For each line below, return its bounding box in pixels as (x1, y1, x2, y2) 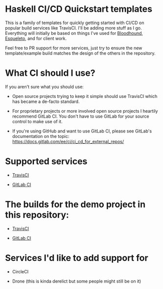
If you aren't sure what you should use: (5, 84, 84, 90)
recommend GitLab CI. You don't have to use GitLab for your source (12, 113, 149, 119)
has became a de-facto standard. (12, 98, 80, 104)
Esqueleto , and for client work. (5, 35, 67, 41)
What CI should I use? (5, 67, 95, 79)
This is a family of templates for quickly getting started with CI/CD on (5, 20, 144, 26)
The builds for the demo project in (5, 199, 146, 210)
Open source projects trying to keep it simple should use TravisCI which (12, 93, 158, 99)
